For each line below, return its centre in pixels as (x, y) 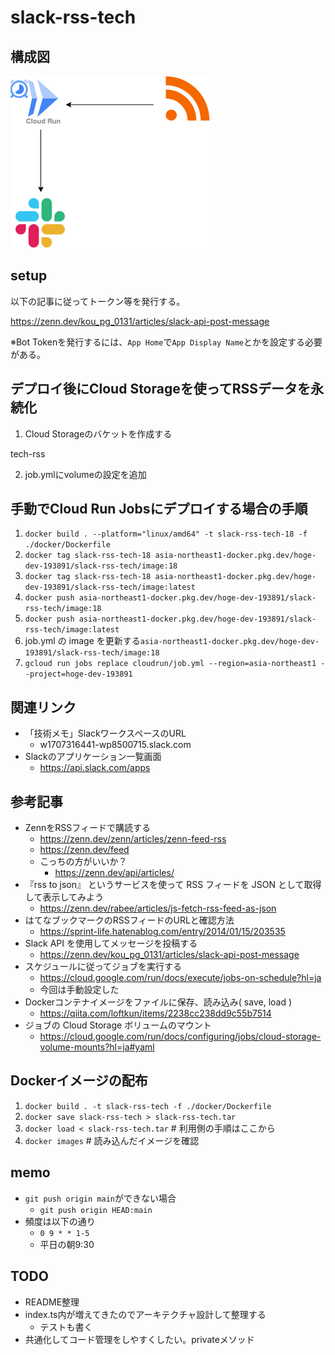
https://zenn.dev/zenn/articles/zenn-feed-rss (133, 839)
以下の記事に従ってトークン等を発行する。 (98, 301)
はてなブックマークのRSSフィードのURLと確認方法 (129, 920)
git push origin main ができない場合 (100, 1198)
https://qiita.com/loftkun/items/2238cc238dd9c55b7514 (155, 1013)
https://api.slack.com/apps (95, 768)
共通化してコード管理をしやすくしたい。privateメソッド (139, 1339)
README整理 (52, 1302)
